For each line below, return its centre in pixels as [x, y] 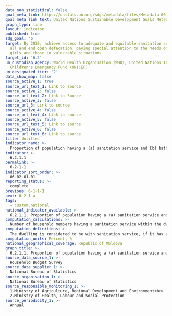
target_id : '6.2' [24, 58]
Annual [17, 305]
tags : [11, 200]
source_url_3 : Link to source [38, 106]
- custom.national [30, 205]
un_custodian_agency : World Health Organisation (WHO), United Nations [83, 62]
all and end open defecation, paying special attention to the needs [85, 48]
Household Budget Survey [36, 262]
